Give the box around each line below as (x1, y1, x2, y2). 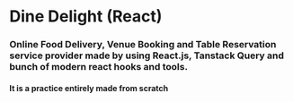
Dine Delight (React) (9, 6, 163, 27)
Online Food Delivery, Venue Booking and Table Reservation (9, 38, 277, 51)
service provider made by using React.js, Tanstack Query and (9, 49, 285, 62)
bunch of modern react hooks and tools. (9, 61, 189, 73)
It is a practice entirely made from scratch (9, 82, 169, 93)
